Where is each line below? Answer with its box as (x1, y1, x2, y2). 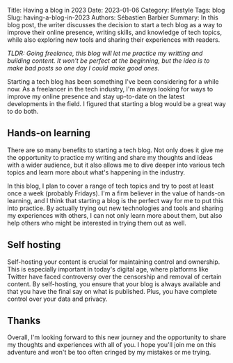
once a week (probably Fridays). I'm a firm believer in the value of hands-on (7, 188, 225, 198)
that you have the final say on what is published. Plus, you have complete (7, 287, 218, 295)
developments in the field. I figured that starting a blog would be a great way (7, 100, 226, 108)
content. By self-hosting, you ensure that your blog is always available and (7, 279, 221, 288)
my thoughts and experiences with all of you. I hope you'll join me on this (7, 341, 216, 349)
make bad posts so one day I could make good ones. (7, 64, 160, 72)
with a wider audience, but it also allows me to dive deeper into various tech (7, 161, 225, 169)
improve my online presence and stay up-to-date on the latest (7, 92, 185, 101)
